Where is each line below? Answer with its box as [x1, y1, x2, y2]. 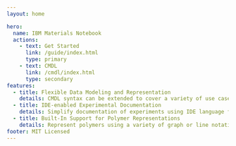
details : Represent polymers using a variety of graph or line [19, 121, 209, 128]
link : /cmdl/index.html [25, 68, 96, 76]
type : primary [25, 56, 68, 63]
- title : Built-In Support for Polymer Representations [13, 115, 180, 122]
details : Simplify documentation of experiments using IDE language [19, 109, 225, 116]
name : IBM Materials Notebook [13, 30, 101, 37]
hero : [6, 23, 23, 30]
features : [6, 82, 36, 89]
